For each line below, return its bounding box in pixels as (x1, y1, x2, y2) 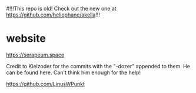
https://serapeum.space (6, 51, 65, 58)
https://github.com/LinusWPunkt (6, 80, 85, 87)
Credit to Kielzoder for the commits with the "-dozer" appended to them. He (6, 62, 190, 69)
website (6, 32, 46, 45)
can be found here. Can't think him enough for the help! (6, 69, 141, 76)
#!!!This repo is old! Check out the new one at (6, 5, 117, 12)
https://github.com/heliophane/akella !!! (6, 11, 100, 18)
